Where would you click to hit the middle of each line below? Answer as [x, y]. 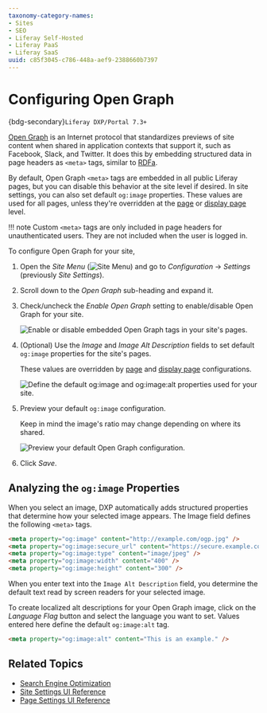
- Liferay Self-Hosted [46, 38]
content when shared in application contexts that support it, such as [120, 145]
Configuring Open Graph [91, 100]
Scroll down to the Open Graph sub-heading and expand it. [116, 290]
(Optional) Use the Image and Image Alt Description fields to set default [137, 345]
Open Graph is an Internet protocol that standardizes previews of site [121, 137]
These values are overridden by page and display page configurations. [135, 369]
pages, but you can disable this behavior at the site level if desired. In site [128, 186]
